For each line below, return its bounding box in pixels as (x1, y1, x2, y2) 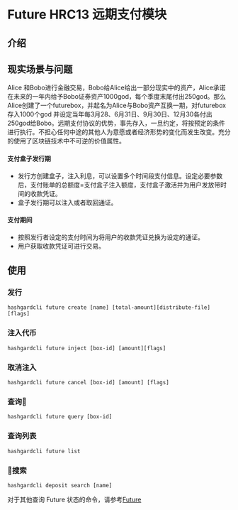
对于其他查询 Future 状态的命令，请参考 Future (7, 495, 142, 504)
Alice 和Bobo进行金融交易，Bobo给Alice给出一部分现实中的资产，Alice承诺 (7, 83, 226, 92)
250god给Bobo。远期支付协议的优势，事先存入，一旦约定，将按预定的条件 (7, 119, 225, 128)
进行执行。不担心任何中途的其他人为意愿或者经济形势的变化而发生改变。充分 (7, 128, 231, 136)
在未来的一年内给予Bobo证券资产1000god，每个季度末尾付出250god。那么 (7, 92, 227, 101)
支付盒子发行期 (7, 154, 51, 163)
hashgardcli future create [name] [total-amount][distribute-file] (7, 304, 211, 311)
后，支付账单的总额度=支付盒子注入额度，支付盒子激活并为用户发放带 (17, 180, 221, 189)
